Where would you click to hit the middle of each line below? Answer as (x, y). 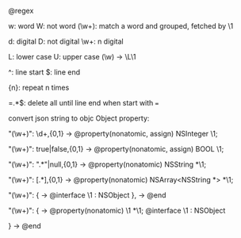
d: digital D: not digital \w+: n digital (66, 41)
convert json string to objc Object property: (79, 118)
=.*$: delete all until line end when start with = (84, 103)
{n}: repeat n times (39, 87)
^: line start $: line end (44, 72)
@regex (21, 11)
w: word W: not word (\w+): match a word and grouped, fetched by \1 (121, 26)
